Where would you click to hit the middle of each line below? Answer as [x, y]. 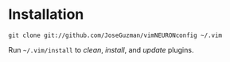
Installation [46, 15]
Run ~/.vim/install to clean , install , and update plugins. [101, 49]
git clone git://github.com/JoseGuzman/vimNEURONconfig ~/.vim [115, 35]
